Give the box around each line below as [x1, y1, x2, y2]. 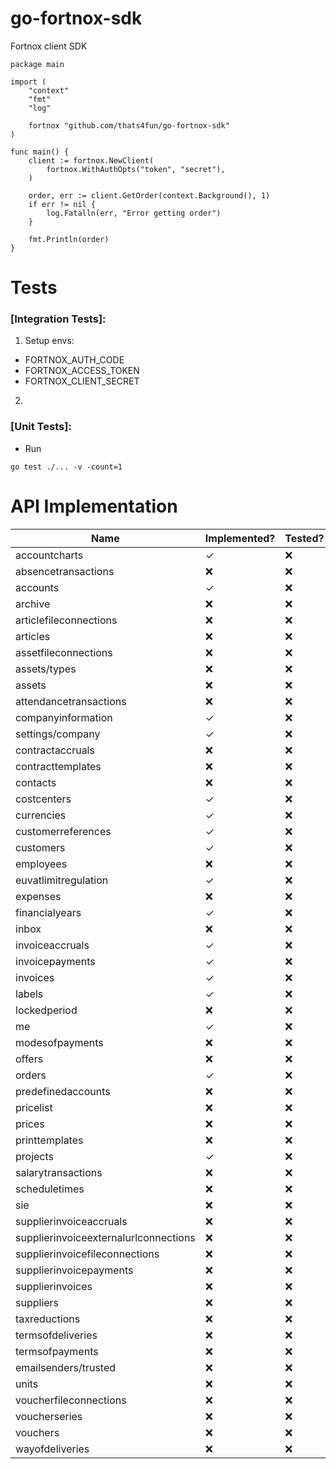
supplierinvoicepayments [15, 1263, 134, 1277]
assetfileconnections [15, 645, 113, 659]
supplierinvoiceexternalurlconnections [15, 1230, 196, 1244]
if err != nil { [28, 199, 97, 209]
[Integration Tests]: [10, 312, 107, 326]
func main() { [10, 147, 70, 157]
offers [15, 1052, 44, 1066]
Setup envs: [24, 335, 75, 347]
